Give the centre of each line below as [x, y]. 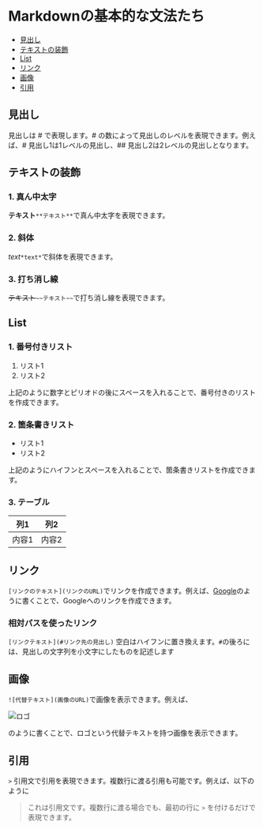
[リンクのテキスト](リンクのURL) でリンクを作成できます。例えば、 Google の [126, 591]
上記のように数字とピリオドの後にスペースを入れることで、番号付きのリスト [132, 392]
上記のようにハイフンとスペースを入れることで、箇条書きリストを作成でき [129, 470]
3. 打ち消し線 [33, 279]
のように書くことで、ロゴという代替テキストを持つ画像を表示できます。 [125, 733]
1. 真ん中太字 [32, 197]
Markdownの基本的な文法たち [107, 16]
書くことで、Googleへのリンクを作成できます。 [99, 601]
